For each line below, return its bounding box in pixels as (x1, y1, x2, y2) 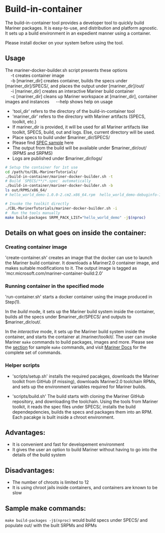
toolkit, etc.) (12, 118, 37, 124)
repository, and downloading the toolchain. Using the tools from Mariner (12, 398, 158, 404)
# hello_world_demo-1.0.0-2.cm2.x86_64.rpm (5, 192, 96, 197)
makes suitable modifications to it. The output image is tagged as (5, 265, 137, 271)
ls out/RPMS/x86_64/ (5, 188, 48, 193)
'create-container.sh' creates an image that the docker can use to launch (5, 255, 153, 261)
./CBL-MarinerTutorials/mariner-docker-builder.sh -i (5, 206, 118, 211)
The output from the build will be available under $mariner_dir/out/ (12, 144, 147, 151)
